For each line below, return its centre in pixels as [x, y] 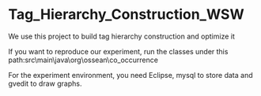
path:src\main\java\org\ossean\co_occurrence [83, 60]
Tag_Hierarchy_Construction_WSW [126, 15]
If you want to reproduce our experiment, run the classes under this [118, 51]
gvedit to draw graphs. [45, 83]
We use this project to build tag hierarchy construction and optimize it [122, 36]
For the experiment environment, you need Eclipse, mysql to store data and [130, 75]
